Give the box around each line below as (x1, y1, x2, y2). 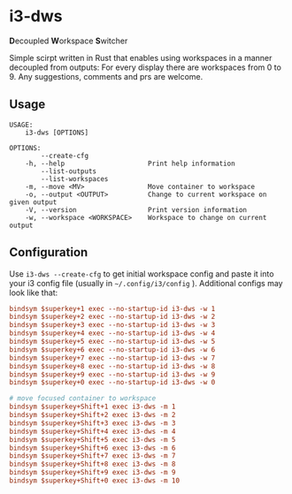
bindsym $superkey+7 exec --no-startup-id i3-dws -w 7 (9, 353, 216, 362)
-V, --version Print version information (25, 205, 248, 214)
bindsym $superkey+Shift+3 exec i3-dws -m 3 (9, 418, 176, 428)
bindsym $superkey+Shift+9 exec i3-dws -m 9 (9, 468, 176, 477)
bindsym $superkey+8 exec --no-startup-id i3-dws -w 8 (9, 361, 216, 370)
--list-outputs (41, 166, 97, 176)
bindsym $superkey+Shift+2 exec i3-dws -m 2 (9, 411, 176, 420)
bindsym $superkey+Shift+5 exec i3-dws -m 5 (9, 435, 176, 444)
